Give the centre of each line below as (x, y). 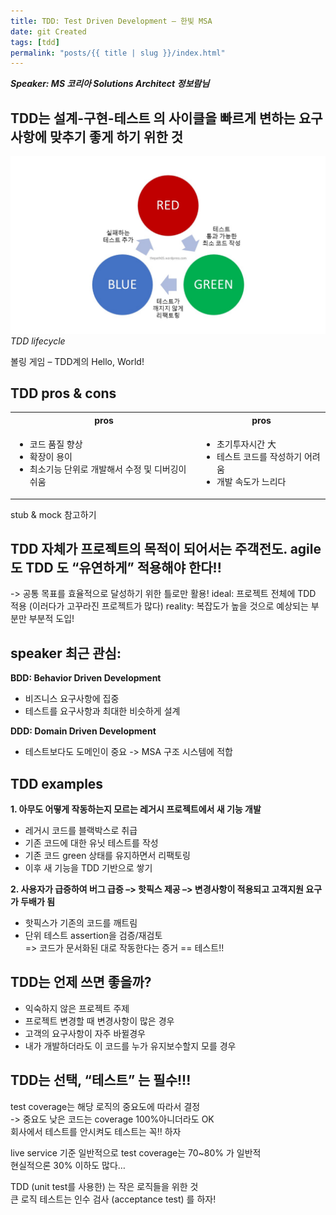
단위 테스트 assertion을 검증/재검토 (93, 936)
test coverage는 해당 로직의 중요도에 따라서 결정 (105, 1106)
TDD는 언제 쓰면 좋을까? (81, 982)
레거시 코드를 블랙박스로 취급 (81, 831)
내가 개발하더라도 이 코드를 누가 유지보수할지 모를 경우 (130, 1046)
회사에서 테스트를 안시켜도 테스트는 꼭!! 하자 (96, 1131)
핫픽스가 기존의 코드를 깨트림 (81, 923)
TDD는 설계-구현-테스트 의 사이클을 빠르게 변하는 (153, 118)
